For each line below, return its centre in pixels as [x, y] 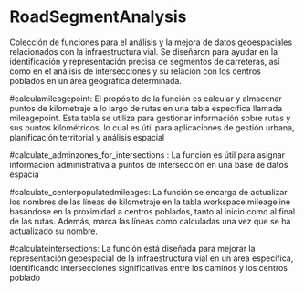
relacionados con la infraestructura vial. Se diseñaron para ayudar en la [144, 51]
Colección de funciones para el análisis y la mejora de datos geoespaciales [151, 42]
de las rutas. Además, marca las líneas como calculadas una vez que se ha [150, 221]
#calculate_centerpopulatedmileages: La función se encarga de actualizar [148, 192]
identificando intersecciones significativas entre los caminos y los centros [148, 267]
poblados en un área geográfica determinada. [96, 80]
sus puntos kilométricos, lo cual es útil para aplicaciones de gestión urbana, [152, 127]
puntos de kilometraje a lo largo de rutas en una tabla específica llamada [146, 108]
